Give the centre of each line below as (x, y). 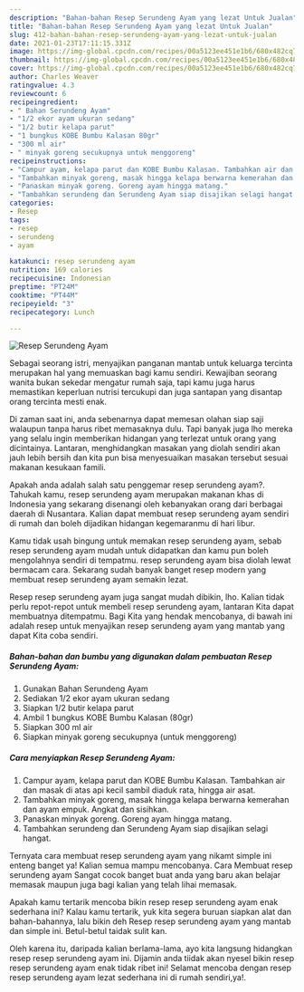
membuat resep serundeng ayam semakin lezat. (99, 580)
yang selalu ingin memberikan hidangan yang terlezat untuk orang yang (143, 438)
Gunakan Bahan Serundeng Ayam (85, 689)
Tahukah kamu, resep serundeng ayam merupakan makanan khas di (137, 495)
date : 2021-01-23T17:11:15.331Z (70, 43)
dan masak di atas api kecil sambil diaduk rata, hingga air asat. (139, 790)
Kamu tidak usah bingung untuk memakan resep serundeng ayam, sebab (146, 541)
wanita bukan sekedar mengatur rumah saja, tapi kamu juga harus (132, 382)
